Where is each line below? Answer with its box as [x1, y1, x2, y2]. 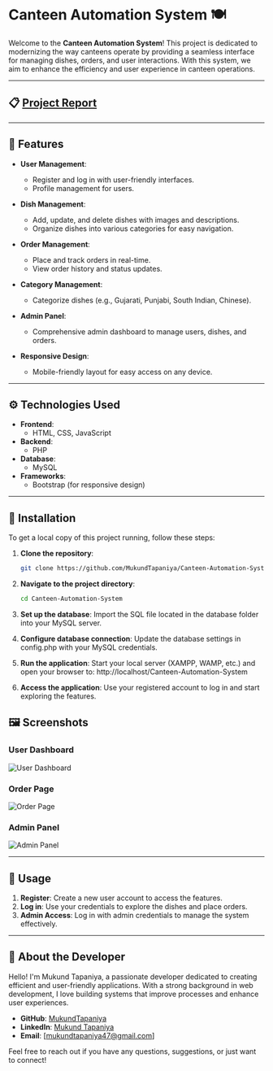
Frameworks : [19, 472, 67, 481]
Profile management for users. [32, 183, 135, 193]
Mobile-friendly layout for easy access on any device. [32, 367, 213, 377]
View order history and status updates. [32, 263, 162, 273]
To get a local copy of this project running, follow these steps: [8, 533, 215, 542]
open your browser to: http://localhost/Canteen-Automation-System [19, 667, 248, 677]
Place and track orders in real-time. [32, 255, 151, 264]
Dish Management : [19, 199, 86, 209]
